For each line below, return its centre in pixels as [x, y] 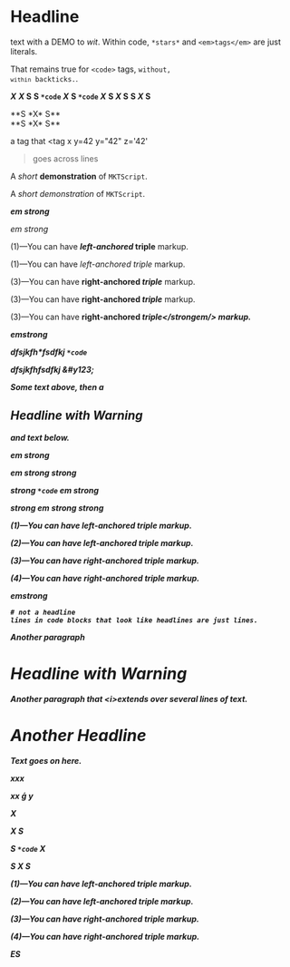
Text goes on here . [46, 760]
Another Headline [78, 735]
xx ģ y [22, 796]
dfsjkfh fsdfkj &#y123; [52, 369]
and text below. [40, 437]
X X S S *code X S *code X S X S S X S [81, 96]
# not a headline [43, 612]
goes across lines [65, 158]
